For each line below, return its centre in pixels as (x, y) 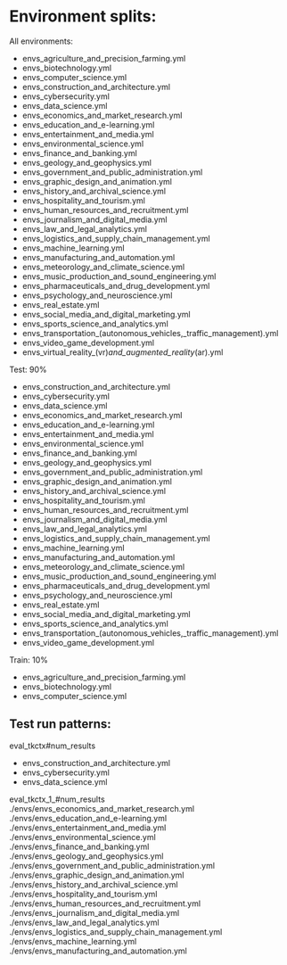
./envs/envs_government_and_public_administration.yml (112, 865)
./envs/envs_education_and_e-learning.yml (88, 818)
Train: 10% (29, 660)
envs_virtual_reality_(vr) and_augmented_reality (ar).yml (123, 352)
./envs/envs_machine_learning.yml (73, 941)
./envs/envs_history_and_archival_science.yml (94, 884)
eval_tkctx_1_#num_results (57, 799)
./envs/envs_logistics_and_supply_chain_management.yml (116, 932)
